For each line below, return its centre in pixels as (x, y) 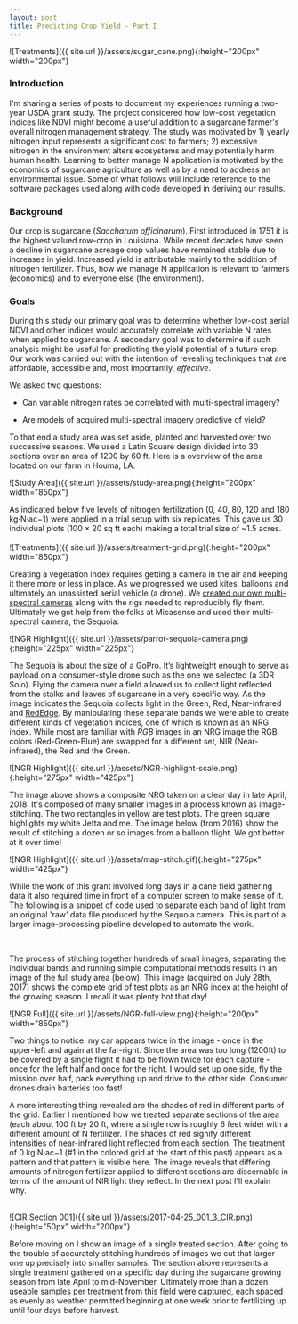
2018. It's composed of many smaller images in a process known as (133, 804)
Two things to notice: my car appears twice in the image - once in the (137, 1040)
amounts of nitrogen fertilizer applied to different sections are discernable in (149, 1172)
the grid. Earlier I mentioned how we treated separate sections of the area (145, 1114)
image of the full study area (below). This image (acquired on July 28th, (141, 978)
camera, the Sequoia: (81, 621)
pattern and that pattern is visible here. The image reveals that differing (140, 1162)
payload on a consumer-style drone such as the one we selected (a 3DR (141, 675)
